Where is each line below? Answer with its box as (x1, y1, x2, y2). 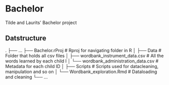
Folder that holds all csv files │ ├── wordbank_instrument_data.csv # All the (5, 52, 164, 58)
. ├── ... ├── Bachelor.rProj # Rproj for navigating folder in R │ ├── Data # (5, 47, 161, 53)
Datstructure (5, 34, 46, 42)
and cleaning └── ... (5, 73, 48, 80)
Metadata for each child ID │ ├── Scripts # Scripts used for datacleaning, (5, 63, 159, 69)
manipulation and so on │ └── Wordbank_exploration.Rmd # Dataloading (5, 68, 157, 74)
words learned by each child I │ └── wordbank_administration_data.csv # (5, 58, 159, 64)
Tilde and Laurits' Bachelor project (5, 19, 77, 25)
